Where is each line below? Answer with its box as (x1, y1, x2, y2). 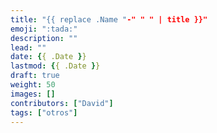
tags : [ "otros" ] (10, 107, 78, 118)
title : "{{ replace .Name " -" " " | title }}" (10, 14, 208, 25)
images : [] (10, 89, 56, 99)
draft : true (10, 71, 60, 81)
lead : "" (10, 42, 47, 53)
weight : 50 (10, 80, 56, 90)
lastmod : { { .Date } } (10, 61, 101, 71)
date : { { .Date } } (10, 52, 87, 62)
